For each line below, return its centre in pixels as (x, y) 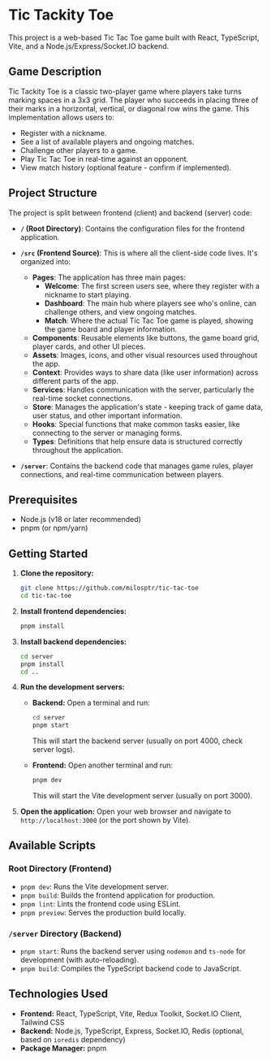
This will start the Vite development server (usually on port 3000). (142, 796)
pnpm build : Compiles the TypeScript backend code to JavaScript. (131, 968)
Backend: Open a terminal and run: (91, 703)
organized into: (45, 261)
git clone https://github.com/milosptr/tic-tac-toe (109, 588)
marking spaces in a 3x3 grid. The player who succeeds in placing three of (133, 100)
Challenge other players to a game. (79, 150)
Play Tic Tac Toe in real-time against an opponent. (104, 159)
